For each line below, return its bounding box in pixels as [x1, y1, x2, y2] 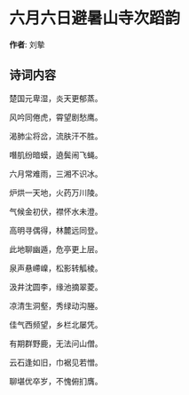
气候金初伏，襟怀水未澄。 [9, 206, 103, 217]
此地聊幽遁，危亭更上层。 [9, 243, 103, 254]
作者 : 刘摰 [9, 39, 45, 50]
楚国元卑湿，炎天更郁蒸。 [9, 92, 103, 103]
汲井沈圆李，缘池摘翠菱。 [9, 281, 103, 292]
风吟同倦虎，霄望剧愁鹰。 [9, 112, 103, 122]
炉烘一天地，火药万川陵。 [9, 187, 103, 198]
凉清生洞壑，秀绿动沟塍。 [9, 300, 103, 311]
